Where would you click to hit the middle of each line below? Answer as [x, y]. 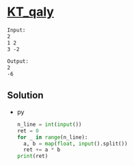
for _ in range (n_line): [52, 137]
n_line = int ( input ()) [49, 124]
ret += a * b [42, 150]
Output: [18, 61]
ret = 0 [28, 130]
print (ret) [32, 156]
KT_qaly [31, 12]
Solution [25, 95]
